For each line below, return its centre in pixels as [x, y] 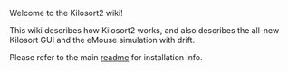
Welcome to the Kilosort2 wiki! [67, 13]
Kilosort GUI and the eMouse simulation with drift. [102, 40]
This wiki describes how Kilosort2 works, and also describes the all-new [144, 30]
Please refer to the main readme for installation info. [106, 57]
